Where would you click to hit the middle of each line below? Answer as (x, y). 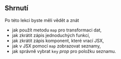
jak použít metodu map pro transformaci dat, (57, 30)
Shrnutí (16, 8)
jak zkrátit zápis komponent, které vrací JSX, (58, 40)
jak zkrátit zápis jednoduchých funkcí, (51, 35)
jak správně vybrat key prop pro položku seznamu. (64, 51)
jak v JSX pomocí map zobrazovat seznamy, (56, 46)
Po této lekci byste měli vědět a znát (42, 20)
